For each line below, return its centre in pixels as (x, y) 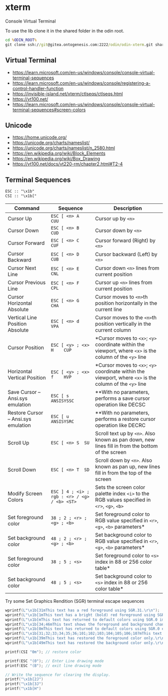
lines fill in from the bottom (126, 446)
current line (108, 309)
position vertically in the (123, 324)
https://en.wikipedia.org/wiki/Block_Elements (59, 153)
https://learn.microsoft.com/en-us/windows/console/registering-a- (81, 83)
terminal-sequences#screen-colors (49, 110)
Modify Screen (25, 494)
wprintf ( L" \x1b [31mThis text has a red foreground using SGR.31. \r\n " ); (82, 610)
